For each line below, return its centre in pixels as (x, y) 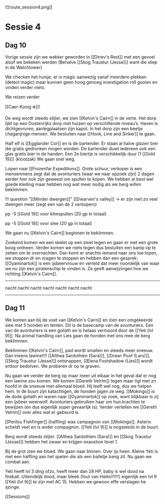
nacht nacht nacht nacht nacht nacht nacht (49, 288)
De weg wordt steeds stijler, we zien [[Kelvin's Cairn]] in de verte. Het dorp (81, 118)
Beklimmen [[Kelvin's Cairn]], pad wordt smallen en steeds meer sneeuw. (79, 350)
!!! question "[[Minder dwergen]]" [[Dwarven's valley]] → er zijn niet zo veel (82, 199)
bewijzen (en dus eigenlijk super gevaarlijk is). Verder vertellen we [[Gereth (81, 407)
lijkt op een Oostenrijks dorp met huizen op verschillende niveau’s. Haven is (82, 123)
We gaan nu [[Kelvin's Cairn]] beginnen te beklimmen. (60, 233)
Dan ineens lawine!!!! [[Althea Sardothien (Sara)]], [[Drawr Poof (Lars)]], (78, 355)
